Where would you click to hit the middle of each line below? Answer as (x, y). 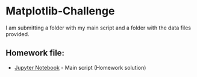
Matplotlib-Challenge (60, 11)
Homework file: (35, 53)
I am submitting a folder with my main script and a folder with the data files (98, 28)
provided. (17, 34)
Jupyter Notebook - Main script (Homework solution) (80, 67)
